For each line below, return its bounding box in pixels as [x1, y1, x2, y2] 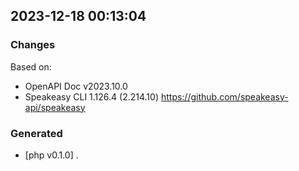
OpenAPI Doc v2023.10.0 [24, 80, 128, 92]
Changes [10, 38, 56, 52]
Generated [10, 126, 63, 140]
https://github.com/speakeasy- [160, 90, 289, 103]
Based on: [10, 60, 52, 73]
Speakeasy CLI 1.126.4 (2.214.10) [24, 90, 159, 103]
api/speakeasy [24, 101, 86, 113]
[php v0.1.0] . [24, 149, 79, 161]
